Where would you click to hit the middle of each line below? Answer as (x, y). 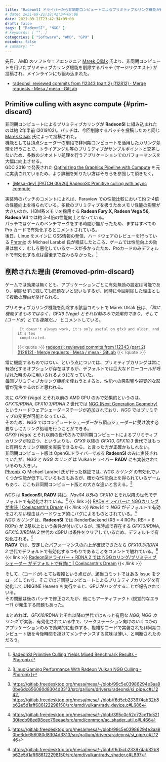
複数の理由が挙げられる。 (35, 297)
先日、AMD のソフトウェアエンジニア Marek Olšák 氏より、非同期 (72, 61)
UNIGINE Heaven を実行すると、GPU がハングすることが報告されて (92, 586)
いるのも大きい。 (22, 465)
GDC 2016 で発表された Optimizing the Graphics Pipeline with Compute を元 (83, 167)
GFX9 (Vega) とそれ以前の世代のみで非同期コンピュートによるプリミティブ (82, 435)
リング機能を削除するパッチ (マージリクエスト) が (107, 67)
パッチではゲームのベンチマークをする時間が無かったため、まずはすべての (81, 224)
